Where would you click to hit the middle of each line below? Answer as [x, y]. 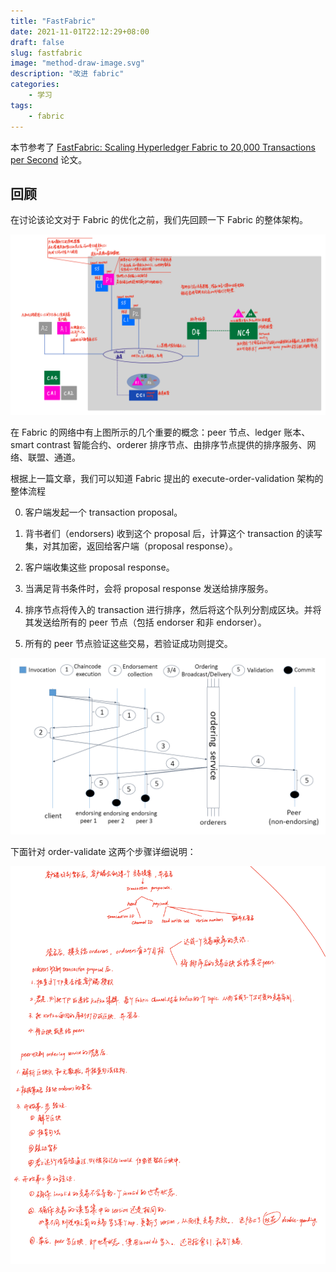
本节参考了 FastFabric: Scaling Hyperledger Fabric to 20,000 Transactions [163, 147]
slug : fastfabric [46, 53]
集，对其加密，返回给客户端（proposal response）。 [131, 546]
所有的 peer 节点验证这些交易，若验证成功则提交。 [128, 643]
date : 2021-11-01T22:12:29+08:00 [80, 31]
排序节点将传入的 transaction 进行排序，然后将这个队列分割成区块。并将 [173, 609]
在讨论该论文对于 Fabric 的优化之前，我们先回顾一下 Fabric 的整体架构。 [159, 220]
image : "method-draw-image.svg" [77, 63]
